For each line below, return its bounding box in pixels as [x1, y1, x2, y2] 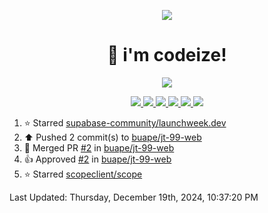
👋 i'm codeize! [107, 44, 227, 67]
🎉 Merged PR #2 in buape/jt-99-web [23, 141, 175, 154]
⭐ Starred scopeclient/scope [23, 168, 143, 180]
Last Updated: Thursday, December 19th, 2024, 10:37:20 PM [9, 191, 259, 203]
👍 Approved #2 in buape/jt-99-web [23, 153, 172, 165]
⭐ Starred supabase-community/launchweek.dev [23, 116, 227, 129]
